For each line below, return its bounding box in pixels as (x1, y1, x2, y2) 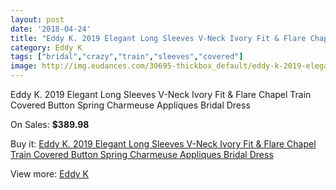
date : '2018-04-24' (10, 24, 92, 34)
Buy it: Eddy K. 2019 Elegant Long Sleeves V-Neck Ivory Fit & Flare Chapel (10, 138, 317, 150)
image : (10, 61, 38, 71)
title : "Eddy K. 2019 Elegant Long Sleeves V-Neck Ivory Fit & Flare (10, 33, 307, 43)
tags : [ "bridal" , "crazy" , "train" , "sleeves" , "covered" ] (10, 52, 244, 62)
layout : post (10, 14, 65, 25)
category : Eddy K (10, 42, 83, 53)
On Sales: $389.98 (10, 119, 90, 130)
